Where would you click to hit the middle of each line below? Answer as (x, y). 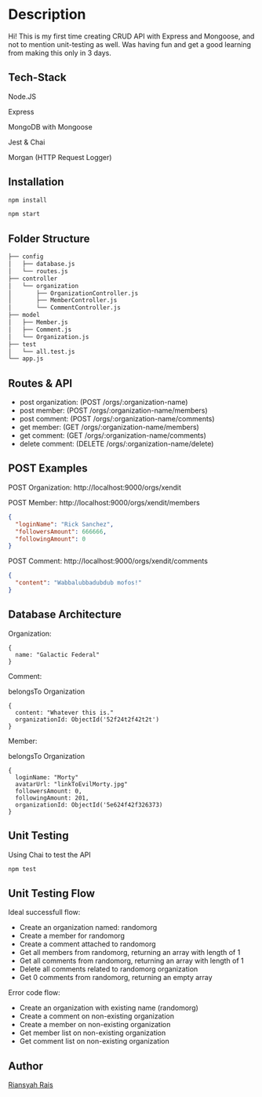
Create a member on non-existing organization (95, 1025)
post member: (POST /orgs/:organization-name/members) (113, 410)
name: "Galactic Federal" (58, 654)
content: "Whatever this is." (64, 713)
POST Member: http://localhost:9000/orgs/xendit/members (104, 502)
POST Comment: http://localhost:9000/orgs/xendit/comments (108, 561)
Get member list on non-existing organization (93, 1033)
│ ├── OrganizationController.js (73, 293)
